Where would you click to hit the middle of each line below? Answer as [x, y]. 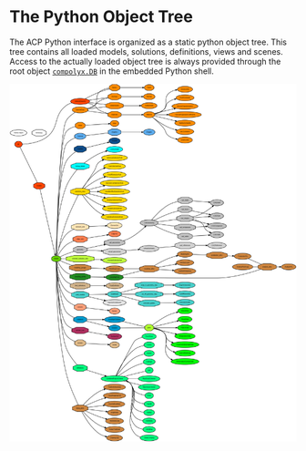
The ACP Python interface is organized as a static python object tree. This [148, 42]
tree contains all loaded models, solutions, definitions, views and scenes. [147, 51]
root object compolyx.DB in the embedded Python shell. [112, 71]
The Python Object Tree [101, 17]
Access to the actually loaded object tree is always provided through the [145, 61]
